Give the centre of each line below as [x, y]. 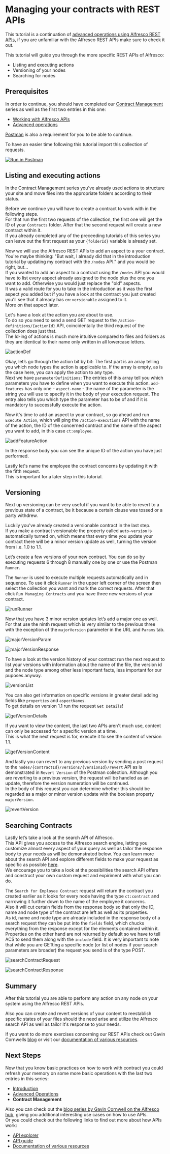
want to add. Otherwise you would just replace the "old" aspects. [73, 283]
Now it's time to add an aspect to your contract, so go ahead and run [77, 414]
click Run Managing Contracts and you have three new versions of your [79, 594]
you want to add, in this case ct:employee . [49, 430]
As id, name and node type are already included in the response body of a [83, 918]
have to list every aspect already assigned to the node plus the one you [80, 278]
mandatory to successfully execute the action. [54, 405]
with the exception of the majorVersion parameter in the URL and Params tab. [85, 630]
